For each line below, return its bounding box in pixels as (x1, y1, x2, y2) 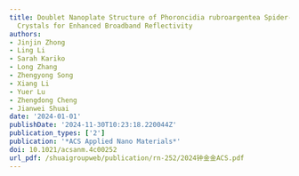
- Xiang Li (9, 79, 50, 88)
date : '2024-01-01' (9, 112, 82, 121)
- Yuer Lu (9, 87, 46, 96)
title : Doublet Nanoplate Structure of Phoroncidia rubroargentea (9, 12, 261, 22)
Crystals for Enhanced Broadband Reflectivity (17, 21, 193, 30)
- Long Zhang (9, 63, 58, 72)
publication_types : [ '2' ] (9, 129, 105, 138)
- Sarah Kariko (9, 54, 66, 63)
